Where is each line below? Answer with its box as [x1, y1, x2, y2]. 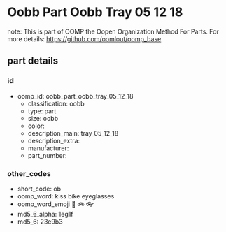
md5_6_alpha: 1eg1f [17, 210, 73, 218]
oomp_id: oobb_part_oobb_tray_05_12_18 [17, 92, 134, 100]
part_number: [27, 151, 67, 159]
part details [7, 55, 59, 67]
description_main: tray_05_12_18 [27, 129, 119, 137]
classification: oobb [27, 99, 85, 108]
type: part [27, 106, 57, 115]
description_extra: [27, 136, 80, 145]
